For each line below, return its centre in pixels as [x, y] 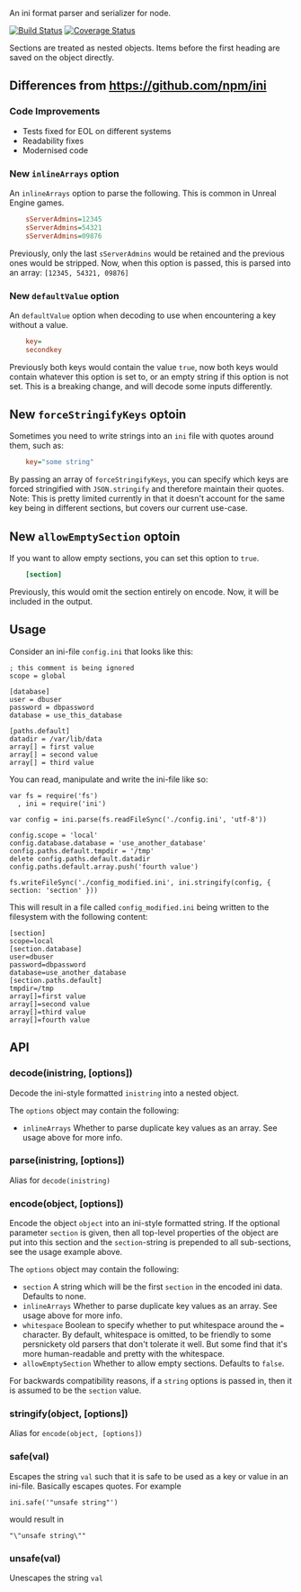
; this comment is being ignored [72, 668]
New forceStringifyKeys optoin [98, 415]
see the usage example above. [66, 1252]
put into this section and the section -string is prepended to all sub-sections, [150, 1242]
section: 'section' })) [54, 890]
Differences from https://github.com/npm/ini [138, 86]
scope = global [38, 676]
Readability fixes [53, 141]
